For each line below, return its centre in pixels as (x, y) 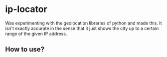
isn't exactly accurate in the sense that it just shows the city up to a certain (82, 28)
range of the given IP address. (36, 33)
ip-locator (26, 9)
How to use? (25, 49)
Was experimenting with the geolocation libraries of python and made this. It (83, 23)
